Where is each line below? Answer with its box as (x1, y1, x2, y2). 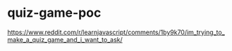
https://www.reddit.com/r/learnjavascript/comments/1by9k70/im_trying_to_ (7, 28, 226, 36)
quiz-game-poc (7, 5, 102, 21)
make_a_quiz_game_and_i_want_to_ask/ (7, 35, 123, 43)
